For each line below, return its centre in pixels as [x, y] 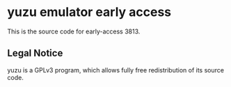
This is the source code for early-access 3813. [74, 31]
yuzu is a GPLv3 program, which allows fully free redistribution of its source [116, 70]
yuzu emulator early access [89, 12]
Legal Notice [35, 53]
